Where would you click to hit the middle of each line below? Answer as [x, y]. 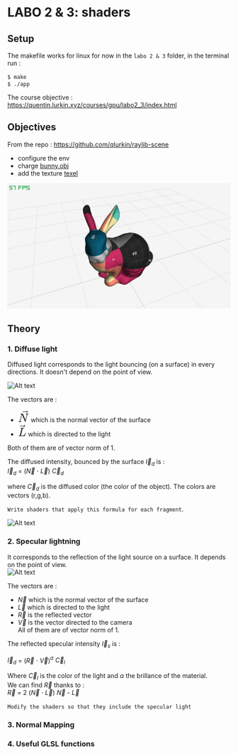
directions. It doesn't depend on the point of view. [80, 372]
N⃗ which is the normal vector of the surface [83, 599]
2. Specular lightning [44, 542]
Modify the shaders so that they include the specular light [100, 707]
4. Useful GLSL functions [51, 743]
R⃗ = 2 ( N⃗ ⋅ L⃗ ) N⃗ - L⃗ [44, 692]
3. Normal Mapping [41, 724]
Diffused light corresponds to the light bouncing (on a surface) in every [111, 365]
